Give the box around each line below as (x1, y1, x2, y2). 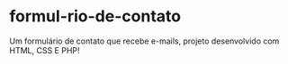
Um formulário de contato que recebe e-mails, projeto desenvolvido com (9, 36, 280, 46)
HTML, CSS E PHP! (9, 44, 80, 55)
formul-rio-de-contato (9, 6, 182, 27)
